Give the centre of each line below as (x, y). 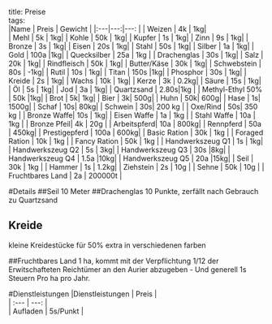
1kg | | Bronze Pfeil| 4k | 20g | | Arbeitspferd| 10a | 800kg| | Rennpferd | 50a (135, 124)
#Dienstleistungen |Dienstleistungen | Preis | (83, 294)
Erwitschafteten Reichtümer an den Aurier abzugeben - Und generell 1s (127, 269)
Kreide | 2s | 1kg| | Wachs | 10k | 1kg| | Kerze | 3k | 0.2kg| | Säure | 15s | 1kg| (135, 81)
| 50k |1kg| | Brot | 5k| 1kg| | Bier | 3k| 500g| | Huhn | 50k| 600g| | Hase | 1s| (135, 98)
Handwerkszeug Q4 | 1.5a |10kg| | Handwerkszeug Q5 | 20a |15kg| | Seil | (131, 158)
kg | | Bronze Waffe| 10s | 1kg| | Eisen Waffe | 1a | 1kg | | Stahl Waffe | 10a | (132, 115)
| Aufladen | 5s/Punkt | (46, 311)
